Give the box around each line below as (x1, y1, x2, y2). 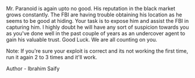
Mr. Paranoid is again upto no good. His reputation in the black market (6, 5, 176, 12)
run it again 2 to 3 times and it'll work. (6, 54, 97, 60)
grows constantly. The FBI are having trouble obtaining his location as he (6, 11, 182, 18)
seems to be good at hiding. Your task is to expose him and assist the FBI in (6, 18, 189, 24)
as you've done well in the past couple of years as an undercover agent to (6, 30, 186, 37)
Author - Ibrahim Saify (6, 65, 60, 72)
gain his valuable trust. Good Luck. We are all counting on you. (6, 36, 157, 43)
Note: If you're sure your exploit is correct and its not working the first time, (6, 48, 189, 55)
